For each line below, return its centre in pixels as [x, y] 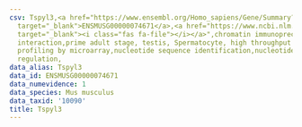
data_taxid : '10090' [48, 101]
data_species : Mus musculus [62, 92]
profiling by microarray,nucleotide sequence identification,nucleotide [156, 51]
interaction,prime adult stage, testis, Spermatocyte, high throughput [155, 42]
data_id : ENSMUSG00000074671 [64, 76]
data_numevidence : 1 [48, 84]
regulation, [40, 59]
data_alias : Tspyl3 [46, 68]
